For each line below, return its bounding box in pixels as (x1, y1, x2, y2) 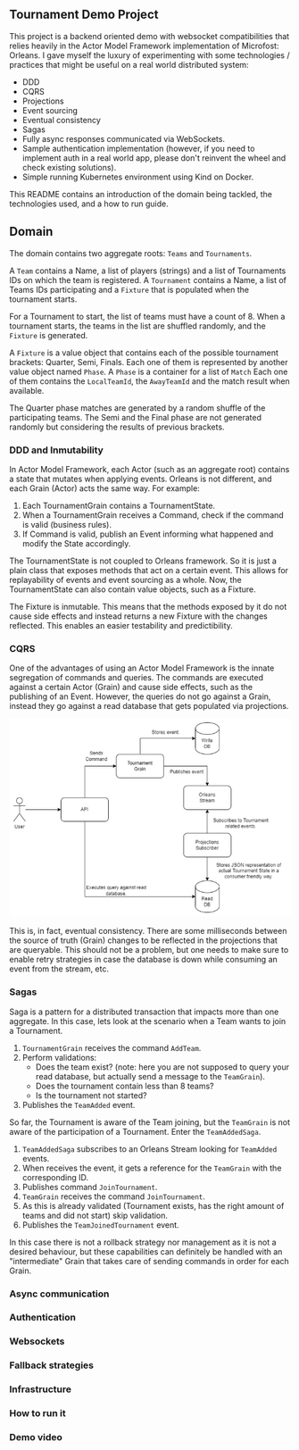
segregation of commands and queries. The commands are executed (9, 672, 263, 683)
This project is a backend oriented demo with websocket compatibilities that (9, 30, 290, 41)
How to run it (9, 1407, 66, 1420)
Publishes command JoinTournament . (21, 1181, 158, 1192)
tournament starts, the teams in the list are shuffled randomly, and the (9, 321, 266, 331)
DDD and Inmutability (9, 444, 104, 456)
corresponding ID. (21, 1171, 89, 1182)
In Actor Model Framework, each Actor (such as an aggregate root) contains (9, 463, 290, 474)
